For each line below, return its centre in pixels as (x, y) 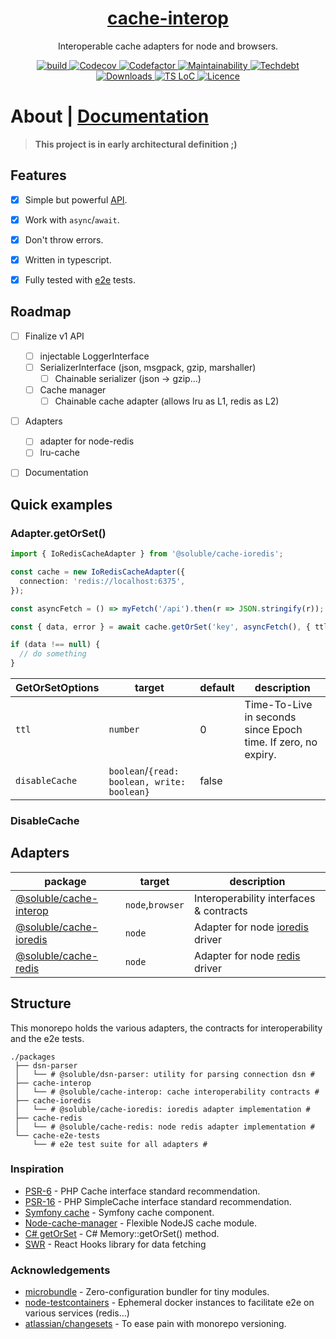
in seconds (270, 717)
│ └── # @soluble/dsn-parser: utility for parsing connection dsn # (164, 1074)
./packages (33, 1057)
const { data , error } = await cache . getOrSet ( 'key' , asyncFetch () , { (160, 627)
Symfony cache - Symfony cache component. (119, 1212)
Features (38, 175)
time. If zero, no (281, 742)
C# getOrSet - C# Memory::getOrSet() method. (122, 1233)
